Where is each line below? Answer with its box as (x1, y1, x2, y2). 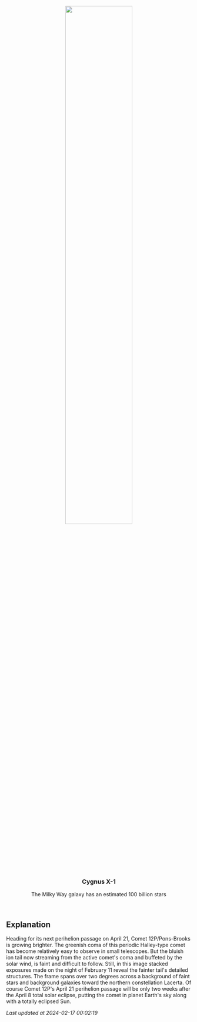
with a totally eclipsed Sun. (6, 998, 72, 1005)
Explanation (6, 919, 51, 929)
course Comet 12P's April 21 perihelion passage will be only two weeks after (6, 985, 191, 992)
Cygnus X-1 (82, 877, 116, 886)
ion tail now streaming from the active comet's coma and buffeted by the (6, 954, 182, 961)
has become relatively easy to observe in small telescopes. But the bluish (6, 948, 184, 955)
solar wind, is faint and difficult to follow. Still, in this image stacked (6, 960, 169, 968)
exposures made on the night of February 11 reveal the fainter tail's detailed (6, 967, 188, 974)
